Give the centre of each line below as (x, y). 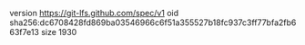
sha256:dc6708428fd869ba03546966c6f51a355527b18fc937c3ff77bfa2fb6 (153, 22)
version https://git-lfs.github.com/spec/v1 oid (94, 13)
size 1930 (59, 32)
